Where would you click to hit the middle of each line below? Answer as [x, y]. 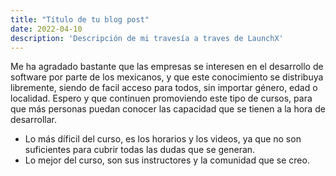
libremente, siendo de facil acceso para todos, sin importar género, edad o [164, 88]
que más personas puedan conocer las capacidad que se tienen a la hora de [168, 109]
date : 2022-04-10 [46, 29]
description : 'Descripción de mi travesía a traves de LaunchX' [147, 38]
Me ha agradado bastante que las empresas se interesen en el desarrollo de [167, 67]
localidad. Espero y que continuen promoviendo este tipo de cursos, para [161, 98]
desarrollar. [33, 120]
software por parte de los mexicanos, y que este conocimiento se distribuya [167, 77]
